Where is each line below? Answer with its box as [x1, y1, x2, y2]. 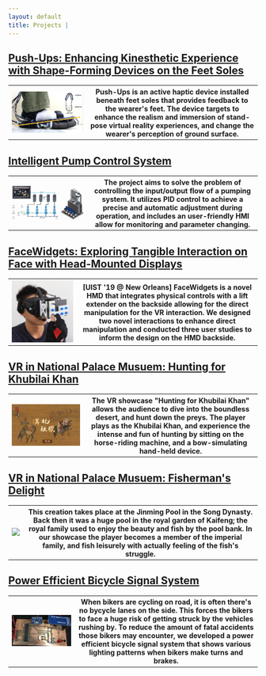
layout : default [8, 13, 62, 21]
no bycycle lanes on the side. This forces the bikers [78, 606, 253, 615]
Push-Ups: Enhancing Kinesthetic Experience [8, 51, 239, 65]
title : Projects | [8, 21, 69, 29]
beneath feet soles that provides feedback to [96, 95, 249, 104]
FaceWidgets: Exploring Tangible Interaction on [8, 245, 248, 258]
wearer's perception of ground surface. [105, 129, 239, 139]
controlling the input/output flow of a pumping [93, 186, 252, 196]
